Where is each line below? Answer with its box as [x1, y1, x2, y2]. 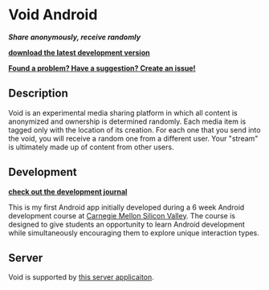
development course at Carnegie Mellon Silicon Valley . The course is [8, 210, 235, 220]
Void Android [8, 6, 98, 24]
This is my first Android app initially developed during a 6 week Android [8, 202, 245, 212]
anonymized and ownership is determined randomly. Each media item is [8, 116, 247, 126]
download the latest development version [8, 47, 150, 57]
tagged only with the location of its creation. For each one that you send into [8, 125, 261, 134]
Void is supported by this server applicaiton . [8, 272, 154, 282]
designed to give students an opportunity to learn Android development [8, 219, 245, 229]
